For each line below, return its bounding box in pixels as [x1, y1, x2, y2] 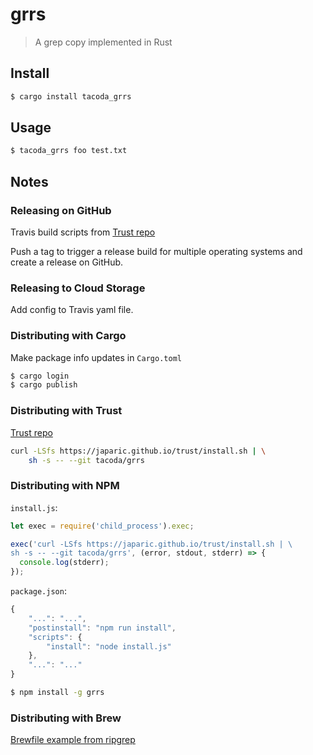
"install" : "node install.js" [46, 641, 172, 652]
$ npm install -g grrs [10, 688, 105, 698]
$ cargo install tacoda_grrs [10, 91, 132, 102]
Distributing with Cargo [10, 329, 127, 343]
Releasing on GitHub [10, 203, 112, 217]
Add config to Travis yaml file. [10, 304, 134, 316]
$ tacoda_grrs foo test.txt [10, 146, 128, 156]
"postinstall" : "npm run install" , [28, 623, 177, 633]
